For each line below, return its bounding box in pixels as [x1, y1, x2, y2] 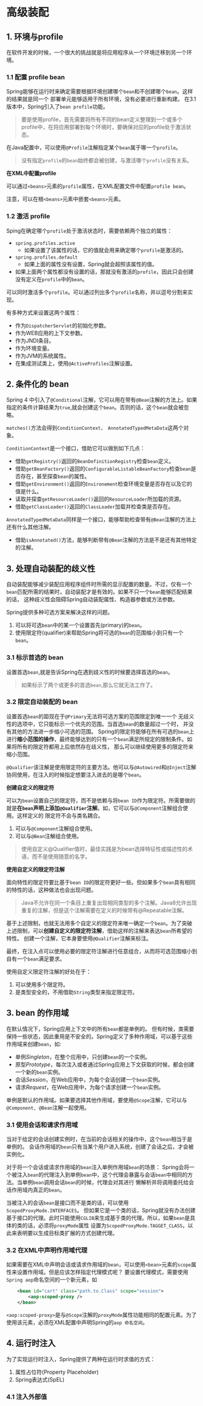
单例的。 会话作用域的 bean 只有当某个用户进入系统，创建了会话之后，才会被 [6, 1143, 194, 1150]
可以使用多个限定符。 [15, 981, 68, 988]
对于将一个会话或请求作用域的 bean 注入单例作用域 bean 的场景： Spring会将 [6, 1163, 190, 1170]
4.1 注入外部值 [6, 1392, 47, 1401]
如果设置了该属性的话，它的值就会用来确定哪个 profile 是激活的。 [24, 246, 187, 253]
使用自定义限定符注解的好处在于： [6, 968, 92, 975]
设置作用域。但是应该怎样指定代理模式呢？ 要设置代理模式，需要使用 [16, 1268, 188, 1276]
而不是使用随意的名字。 [32, 853, 91, 860]
